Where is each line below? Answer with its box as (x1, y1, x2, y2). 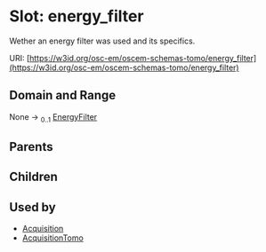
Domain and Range (9, 88, 117, 103)
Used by (9, 200, 56, 215)
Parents (9, 139, 53, 154)
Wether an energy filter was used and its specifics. (9, 35, 196, 46)
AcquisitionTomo (21, 232, 85, 243)
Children (9, 169, 58, 185)
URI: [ (9, 52, 30, 63)
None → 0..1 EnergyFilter (9, 111, 98, 124)
